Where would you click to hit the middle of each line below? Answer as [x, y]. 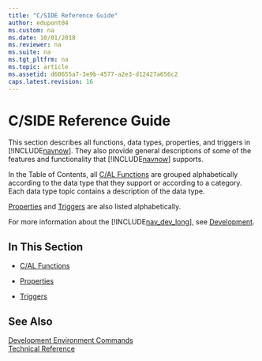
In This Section [46, 247]
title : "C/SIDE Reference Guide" [63, 15]
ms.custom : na [32, 30]
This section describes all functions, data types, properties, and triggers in [129, 142]
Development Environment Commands [71, 340]
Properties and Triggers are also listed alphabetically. [95, 207]
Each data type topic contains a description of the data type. [107, 191]
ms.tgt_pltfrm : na [38, 60]
